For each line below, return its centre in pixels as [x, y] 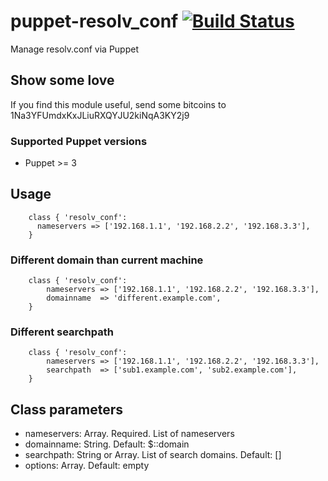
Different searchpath [62, 332]
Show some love [62, 80]
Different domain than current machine [107, 260]
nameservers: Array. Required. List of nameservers [129, 434]
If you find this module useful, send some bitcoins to [118, 104]
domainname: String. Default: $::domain [107, 444]
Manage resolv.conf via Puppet [75, 49]
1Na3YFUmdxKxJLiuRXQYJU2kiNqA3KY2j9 [100, 115]
